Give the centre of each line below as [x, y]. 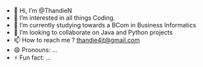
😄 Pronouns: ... [36, 50]
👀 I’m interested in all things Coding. [64, 18]
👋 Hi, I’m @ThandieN [43, 11]
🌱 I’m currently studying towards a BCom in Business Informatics [105, 25]
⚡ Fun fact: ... [32, 57]
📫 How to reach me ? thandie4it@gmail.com [77, 40]
